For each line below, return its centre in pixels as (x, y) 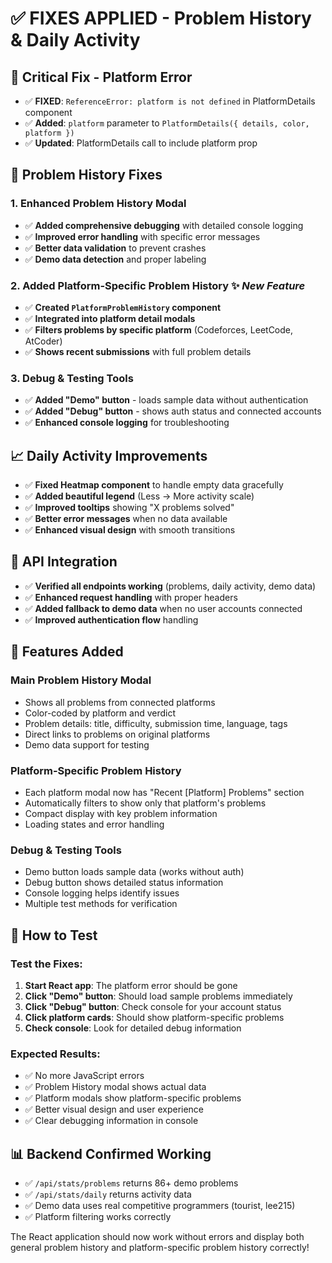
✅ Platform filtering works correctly (98, 1216)
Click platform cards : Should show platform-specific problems (154, 1017)
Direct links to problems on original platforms (117, 734)
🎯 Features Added (67, 652)
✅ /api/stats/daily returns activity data (108, 1194)
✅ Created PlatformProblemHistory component (123, 307)
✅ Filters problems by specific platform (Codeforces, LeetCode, (159, 329)
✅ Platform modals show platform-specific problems (133, 1098)
